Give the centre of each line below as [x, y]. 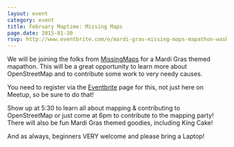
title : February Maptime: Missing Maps [65, 26]
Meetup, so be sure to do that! [50, 95]
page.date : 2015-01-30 [40, 33]
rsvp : [15, 40]
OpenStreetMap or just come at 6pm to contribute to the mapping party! [111, 116]
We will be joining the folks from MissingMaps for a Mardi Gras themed [109, 59]
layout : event [28, 14]
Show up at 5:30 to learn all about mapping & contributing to [94, 108]
